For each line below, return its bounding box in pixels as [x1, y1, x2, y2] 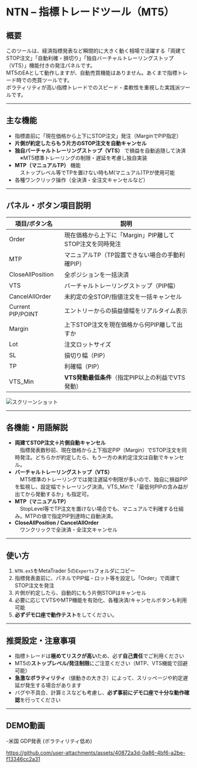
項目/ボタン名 [15, 220, 53, 228]
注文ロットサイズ [64, 340, 111, 348]
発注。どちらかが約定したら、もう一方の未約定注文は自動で [19, 454, 164, 461]
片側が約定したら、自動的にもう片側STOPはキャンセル [14, 590, 147, 597]
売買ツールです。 [31, 77, 73, 83]
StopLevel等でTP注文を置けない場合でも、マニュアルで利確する [19, 506, 174, 513]
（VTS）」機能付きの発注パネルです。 [6, 62, 96, 69]
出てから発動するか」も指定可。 [14, 491, 92, 498]
